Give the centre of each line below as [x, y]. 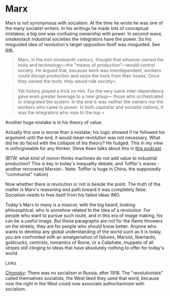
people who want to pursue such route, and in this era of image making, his [84, 215]
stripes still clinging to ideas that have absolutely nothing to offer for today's [85, 248]
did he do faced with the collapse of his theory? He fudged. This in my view [84, 143]
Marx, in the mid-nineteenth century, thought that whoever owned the [91, 59]
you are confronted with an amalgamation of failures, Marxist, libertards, [81, 237]
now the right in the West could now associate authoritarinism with [75, 283]
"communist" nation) [27, 174]
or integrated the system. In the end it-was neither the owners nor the [91, 101]
